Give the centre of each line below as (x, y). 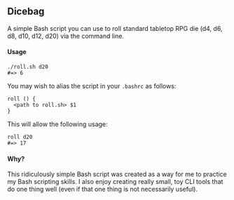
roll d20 (20, 137)
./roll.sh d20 (28, 67)
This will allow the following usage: (57, 124)
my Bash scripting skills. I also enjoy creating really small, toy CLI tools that (115, 182)
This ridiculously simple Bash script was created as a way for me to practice (117, 174)
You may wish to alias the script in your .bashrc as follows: (92, 86)
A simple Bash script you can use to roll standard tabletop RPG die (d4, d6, (115, 28)
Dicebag (26, 12)
